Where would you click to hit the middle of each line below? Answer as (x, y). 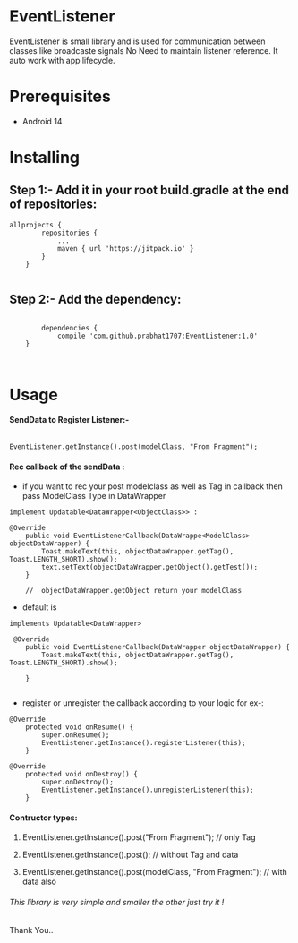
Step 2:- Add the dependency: (95, 300)
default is (39, 607)
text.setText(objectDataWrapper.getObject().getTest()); (149, 567)
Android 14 (42, 121)
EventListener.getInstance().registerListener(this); (144, 743)
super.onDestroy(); (78, 782)
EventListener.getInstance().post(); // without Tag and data (130, 855)
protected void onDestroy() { (82, 775)
